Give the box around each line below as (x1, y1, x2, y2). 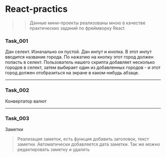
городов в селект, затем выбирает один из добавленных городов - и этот (5, 64, 161, 70)
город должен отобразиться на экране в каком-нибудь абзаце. (5, 70, 139, 76)
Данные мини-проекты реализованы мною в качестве (29, 20, 146, 26)
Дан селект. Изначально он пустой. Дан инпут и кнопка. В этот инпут (5, 49, 152, 55)
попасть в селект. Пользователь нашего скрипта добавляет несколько (5, 59, 155, 65)
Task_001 (5, 37, 29, 44)
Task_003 (5, 115, 30, 122)
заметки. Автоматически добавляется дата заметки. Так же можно (17, 141, 161, 147)
